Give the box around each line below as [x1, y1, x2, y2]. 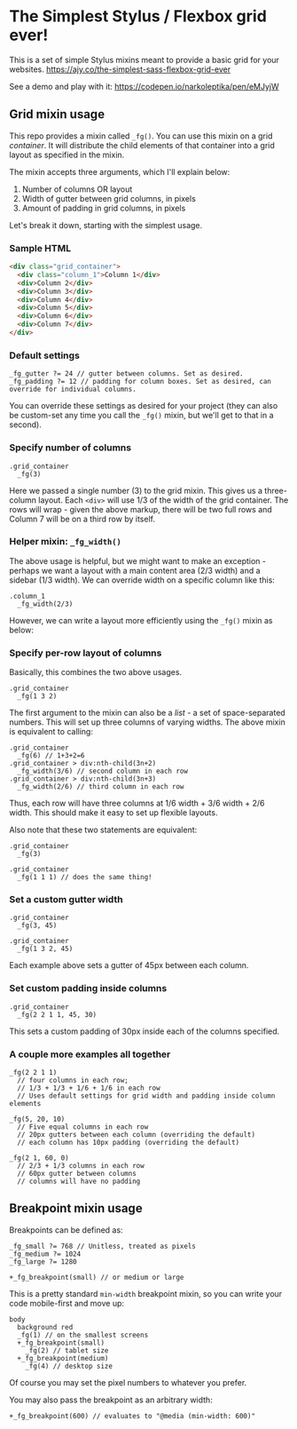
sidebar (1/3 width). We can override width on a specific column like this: [9, 575, 275, 585]
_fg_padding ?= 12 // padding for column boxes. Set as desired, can [9, 377, 272, 386]
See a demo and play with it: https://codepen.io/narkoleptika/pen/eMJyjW [9, 81, 279, 91]
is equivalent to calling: [9, 726, 93, 737]
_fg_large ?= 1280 [9, 1257, 77, 1266]
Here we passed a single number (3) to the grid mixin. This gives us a [9, 485, 263, 496]
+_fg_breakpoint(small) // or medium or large [9, 1273, 184, 1282]
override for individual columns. [9, 385, 137, 394]
